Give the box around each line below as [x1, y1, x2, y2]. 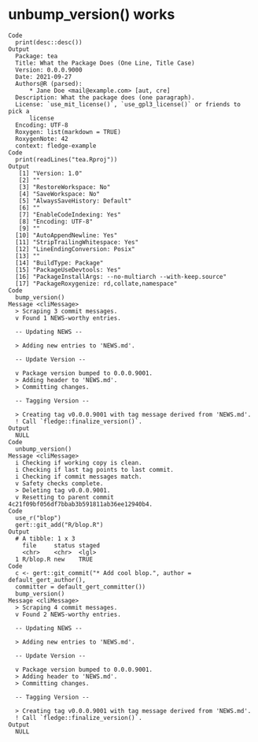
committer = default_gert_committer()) [15, 583, 146, 591]
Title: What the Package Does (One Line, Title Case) [15, 59, 195, 67]
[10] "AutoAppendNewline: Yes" [15, 231, 118, 239]
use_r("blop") [15, 514, 61, 521]
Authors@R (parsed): [15, 80, 83, 87]
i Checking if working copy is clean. [15, 458, 143, 466]
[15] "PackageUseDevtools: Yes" [15, 265, 122, 273]
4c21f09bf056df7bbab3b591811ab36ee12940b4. [8, 500, 153, 508]
